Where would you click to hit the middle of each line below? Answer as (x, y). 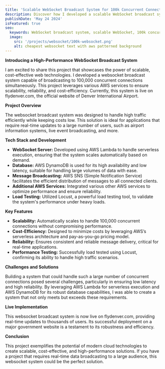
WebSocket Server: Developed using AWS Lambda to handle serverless (85, 149)
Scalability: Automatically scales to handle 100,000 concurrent (76, 221)
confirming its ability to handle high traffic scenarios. (66, 257)
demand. (21, 160)
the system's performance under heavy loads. (59, 201)
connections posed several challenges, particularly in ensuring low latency (81, 282)
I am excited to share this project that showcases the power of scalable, (78, 70)
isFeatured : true (23, 23)
